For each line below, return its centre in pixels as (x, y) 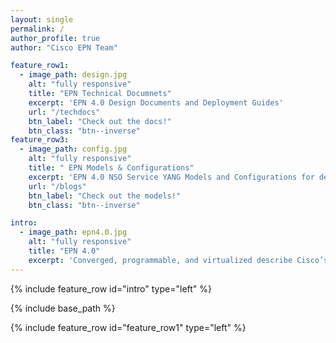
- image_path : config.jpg (73, 149)
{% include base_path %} (63, 308)
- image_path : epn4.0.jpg (73, 232)
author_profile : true (55, 38)
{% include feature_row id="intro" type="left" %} (111, 288)
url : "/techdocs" (64, 112)
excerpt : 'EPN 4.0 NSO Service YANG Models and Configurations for (171, 177)
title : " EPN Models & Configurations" (111, 168)
